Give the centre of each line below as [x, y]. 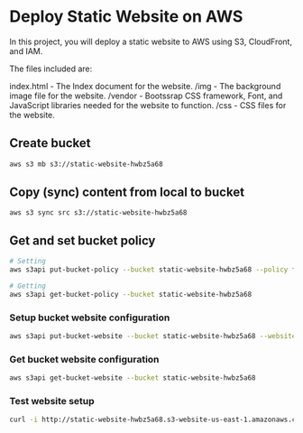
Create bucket [50, 143]
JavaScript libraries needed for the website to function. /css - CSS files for [148, 105]
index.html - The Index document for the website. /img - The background [145, 86]
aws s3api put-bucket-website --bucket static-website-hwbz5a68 [133, 336]
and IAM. [26, 51]
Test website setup [52, 401]
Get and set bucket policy [83, 240]
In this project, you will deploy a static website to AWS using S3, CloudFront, [151, 41]
